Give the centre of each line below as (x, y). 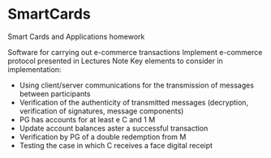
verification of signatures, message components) (101, 111)
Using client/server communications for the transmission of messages (137, 85)
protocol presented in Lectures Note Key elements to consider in (116, 61)
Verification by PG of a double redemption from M (103, 137)
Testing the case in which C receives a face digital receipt (116, 145)
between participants (55, 93)
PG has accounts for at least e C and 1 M (87, 119)
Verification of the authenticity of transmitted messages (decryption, (134, 102)
